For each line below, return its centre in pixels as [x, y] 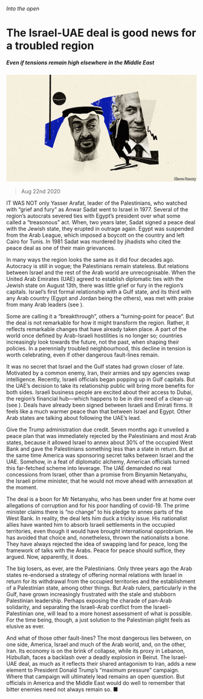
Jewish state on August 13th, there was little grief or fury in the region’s [95, 285]
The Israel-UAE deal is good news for [101, 33]
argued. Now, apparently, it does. [47, 557]
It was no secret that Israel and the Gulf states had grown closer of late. [95, 367]
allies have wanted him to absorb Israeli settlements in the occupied [91, 525]
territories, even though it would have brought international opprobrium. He [100, 531]
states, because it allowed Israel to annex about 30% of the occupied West [100, 443]
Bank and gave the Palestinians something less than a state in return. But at [100, 449]
